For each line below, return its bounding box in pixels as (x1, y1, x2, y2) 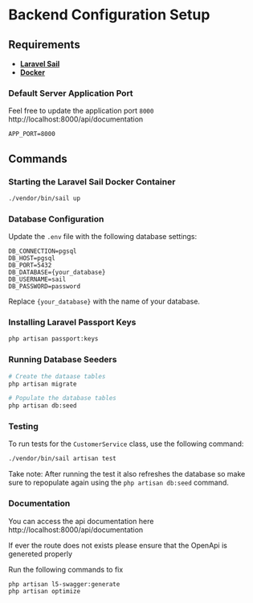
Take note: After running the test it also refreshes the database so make (8, 469, 246, 479)
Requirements (8, 38, 80, 52)
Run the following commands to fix (8, 564, 124, 574)
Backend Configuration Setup (8, 6, 210, 24)
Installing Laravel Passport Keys (8, 316, 137, 328)
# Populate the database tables (8, 394, 116, 403)
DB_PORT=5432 (8, 262, 52, 270)
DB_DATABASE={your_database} (8, 268, 106, 277)
